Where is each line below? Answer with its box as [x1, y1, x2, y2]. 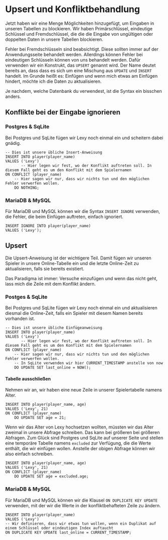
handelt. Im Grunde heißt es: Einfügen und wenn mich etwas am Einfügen [5, 73, 158, 79]
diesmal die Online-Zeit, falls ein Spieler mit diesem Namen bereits [5, 310, 143, 316]
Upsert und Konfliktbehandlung [5, 4, 140, 15]
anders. [5, 93, 21, 99]
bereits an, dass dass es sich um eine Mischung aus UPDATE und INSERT [5, 67, 152, 74]
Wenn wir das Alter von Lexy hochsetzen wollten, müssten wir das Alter [5, 424, 154, 430]
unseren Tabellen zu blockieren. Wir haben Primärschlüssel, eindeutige [5, 25, 153, 31]
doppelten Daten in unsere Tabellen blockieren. [5, 36, 104, 42]
